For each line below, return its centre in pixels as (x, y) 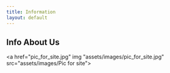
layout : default (27, 18)
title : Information (31, 12)
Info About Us (33, 42)
